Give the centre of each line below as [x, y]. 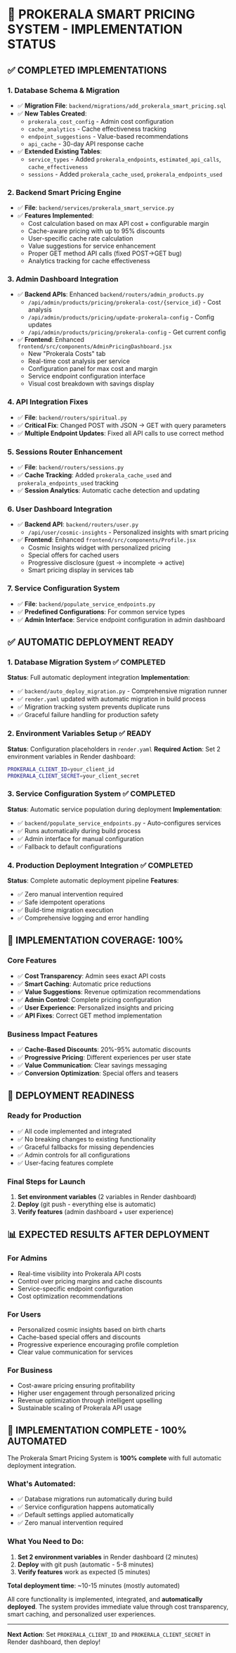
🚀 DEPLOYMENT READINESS [71, 1096]
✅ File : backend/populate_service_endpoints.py [86, 604]
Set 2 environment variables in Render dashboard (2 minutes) [108, 1557]
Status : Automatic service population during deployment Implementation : [115, 809]
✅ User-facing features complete [65, 1163]
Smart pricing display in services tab [81, 570]
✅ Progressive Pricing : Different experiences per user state [104, 1057]
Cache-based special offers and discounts [79, 1337]
